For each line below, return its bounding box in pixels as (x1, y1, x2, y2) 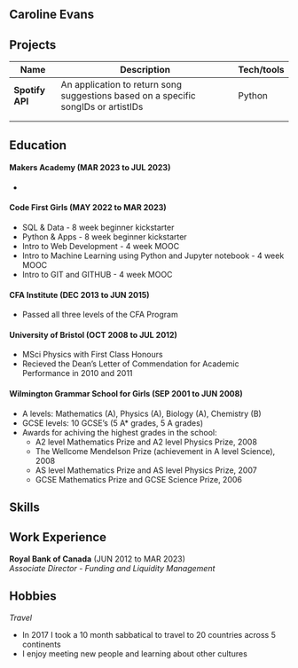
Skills (9, 500, 40, 515)
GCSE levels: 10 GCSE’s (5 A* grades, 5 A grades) (21, 417, 204, 428)
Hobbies (9, 589, 58, 604)
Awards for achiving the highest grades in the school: (21, 427, 217, 437)
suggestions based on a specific (60, 90, 197, 102)
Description (119, 64, 171, 76)
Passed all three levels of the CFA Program (21, 310, 179, 320)
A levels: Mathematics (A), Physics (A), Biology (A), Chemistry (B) (21, 408, 262, 419)
